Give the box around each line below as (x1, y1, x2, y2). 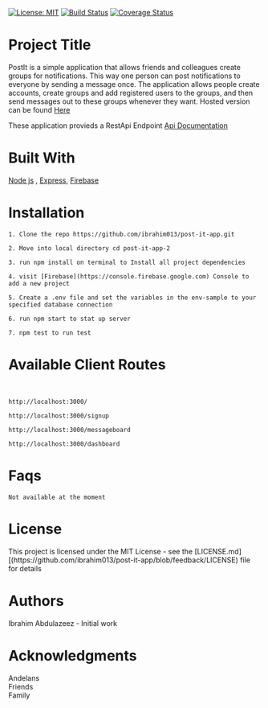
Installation (8, 204, 85, 222)
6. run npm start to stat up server (8, 315, 131, 323)
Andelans (8, 673, 40, 683)
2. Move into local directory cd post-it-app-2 (8, 244, 171, 253)
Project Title (8, 36, 91, 54)
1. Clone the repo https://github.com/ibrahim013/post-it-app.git (8, 230, 235, 238)
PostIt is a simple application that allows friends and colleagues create (8, 62, 241, 72)
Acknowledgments (8, 646, 138, 665)
